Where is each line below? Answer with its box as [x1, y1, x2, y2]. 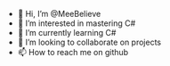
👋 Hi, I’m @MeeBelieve [17, 9, 101, 19]
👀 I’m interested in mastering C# [17, 18, 136, 29]
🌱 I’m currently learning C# [17, 28, 117, 37]
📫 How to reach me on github [17, 47, 129, 57]
